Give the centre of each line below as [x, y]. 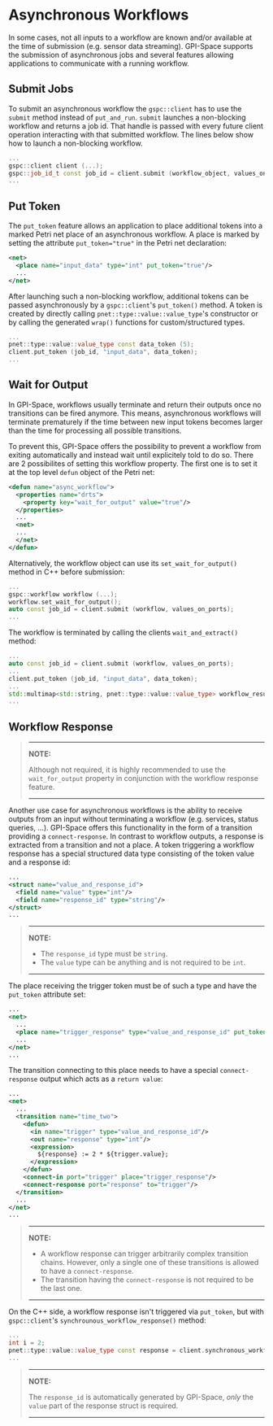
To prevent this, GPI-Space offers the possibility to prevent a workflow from [135, 446]
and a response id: [39, 862]
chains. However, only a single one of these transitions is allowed [149, 1262]
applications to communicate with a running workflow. [99, 63]
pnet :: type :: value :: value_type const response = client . [107, 1351]
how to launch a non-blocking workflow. [76, 143]
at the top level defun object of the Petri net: [82, 472]
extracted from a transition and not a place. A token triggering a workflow [131, 845]
